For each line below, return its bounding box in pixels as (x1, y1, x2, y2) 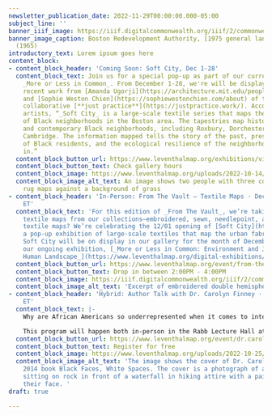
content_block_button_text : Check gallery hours (15, 163, 183, 171)
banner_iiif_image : (8, 27, 74, 35)
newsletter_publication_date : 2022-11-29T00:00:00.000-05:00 (8, 11, 219, 20)
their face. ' (23, 379, 70, 388)
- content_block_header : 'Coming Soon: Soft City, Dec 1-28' (8, 65, 219, 73)
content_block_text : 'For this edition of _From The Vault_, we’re (15, 207, 249, 215)
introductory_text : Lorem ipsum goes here (8, 49, 154, 57)
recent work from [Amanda (23, 87, 111, 95)
